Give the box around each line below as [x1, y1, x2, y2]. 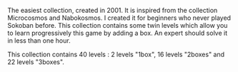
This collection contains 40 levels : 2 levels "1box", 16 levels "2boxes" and [7, 50, 225, 58]
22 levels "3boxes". [7, 58, 64, 66]
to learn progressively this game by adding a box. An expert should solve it [7, 29, 228, 37]
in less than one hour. [7, 36, 71, 45]
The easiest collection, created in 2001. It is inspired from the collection [7, 6, 218, 14]
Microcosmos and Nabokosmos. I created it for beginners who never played [7, 14, 231, 22]
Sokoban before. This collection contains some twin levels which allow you [7, 21, 228, 29]
